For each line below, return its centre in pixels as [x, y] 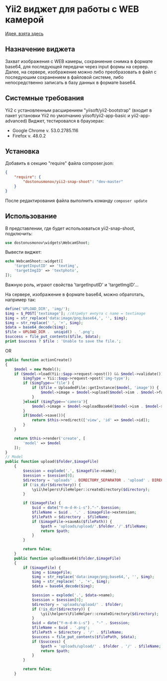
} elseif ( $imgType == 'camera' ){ [55, 402]
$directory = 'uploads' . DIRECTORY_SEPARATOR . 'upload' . [86, 480]
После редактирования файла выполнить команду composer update [76, 200]
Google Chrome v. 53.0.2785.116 [45, 130]
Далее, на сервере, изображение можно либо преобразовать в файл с [81, 72]
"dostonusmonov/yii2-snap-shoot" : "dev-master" [73, 182]
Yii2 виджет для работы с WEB [72, 9]
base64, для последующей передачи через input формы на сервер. [77, 66]
